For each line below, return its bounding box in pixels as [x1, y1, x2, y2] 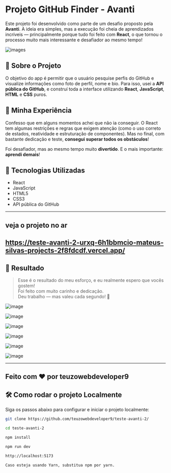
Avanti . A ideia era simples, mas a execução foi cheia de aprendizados [5, 26, 154, 32]
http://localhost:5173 [5, 453, 53, 458]
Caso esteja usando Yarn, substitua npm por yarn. [5, 462, 115, 468]
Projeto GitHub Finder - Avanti [5, 4, 135, 15]
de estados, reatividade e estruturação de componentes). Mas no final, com [5, 130, 164, 136]
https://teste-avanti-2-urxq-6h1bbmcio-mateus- [5, 239, 164, 247]
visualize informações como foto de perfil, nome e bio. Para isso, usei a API [5, 80, 164, 86]
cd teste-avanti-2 [5, 425, 44, 431]
